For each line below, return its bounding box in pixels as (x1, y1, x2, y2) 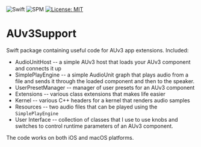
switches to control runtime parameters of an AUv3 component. (14, 122, 173, 130)
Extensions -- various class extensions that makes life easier (14, 90, 165, 98)
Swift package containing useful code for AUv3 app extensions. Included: (6, 46, 189, 54)
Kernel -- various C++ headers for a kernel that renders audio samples (14, 96, 191, 104)
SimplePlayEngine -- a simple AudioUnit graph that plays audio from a (14, 71, 188, 78)
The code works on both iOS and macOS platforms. (6, 134, 134, 141)
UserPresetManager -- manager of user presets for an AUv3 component (14, 84, 195, 91)
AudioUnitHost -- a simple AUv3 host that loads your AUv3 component (14, 58, 191, 66)
